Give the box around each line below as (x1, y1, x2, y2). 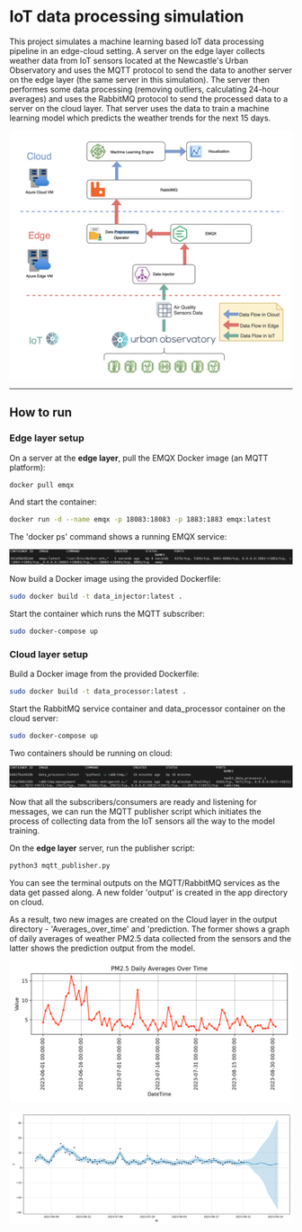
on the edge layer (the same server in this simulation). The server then (9, 74, 270, 85)
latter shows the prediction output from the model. (9, 942, 196, 953)
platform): (9, 461, 47, 473)
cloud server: (9, 712, 58, 723)
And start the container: (9, 496, 97, 507)
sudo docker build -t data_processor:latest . (9, 686, 187, 696)
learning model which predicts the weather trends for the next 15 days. (9, 112, 271, 123)
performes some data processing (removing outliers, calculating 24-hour (9, 84, 280, 94)
